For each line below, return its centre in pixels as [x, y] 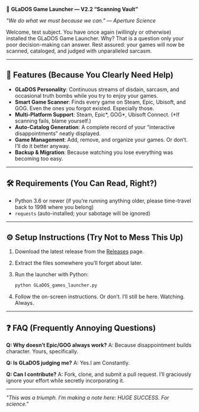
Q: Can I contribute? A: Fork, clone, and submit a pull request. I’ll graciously [99, 374]
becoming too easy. [39, 158]
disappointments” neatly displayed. [58, 133]
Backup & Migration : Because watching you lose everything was [94, 152]
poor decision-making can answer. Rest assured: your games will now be [95, 45]
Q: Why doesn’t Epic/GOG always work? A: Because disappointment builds [99, 345]
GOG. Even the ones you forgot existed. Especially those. [84, 108]
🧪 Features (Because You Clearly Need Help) [90, 75]
